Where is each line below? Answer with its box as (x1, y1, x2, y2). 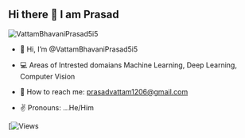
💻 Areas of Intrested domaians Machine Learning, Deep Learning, (19, 60, 237, 70)
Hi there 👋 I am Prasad (8, 8, 119, 21)
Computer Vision (19, 71, 76, 81)
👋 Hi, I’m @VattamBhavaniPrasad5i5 (19, 44, 138, 54)
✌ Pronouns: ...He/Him (19, 102, 94, 112)
